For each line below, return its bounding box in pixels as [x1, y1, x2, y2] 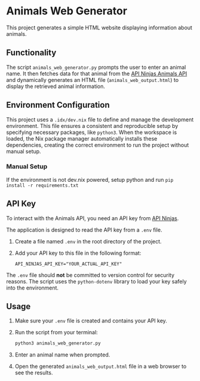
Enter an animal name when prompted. [14, 351, 110, 358]
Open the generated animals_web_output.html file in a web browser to [14, 363, 187, 370]
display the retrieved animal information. [6, 83, 106, 90]
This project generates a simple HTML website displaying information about [6, 24, 193, 31]
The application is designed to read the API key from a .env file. [6, 226, 162, 233]
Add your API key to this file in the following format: [14, 249, 141, 257]
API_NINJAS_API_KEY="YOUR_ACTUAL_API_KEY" [14, 261, 122, 267]
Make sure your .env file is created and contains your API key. [14, 317, 167, 324]
